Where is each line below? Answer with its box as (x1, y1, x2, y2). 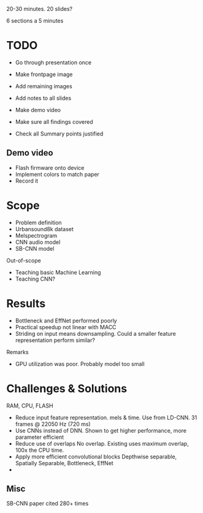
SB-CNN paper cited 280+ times (6, 500, 89, 507)
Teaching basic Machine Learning (15, 268, 101, 276)
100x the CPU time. (15, 446, 64, 454)
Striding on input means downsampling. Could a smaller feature (15, 330, 176, 337)
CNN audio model (15, 238, 61, 246)
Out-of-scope (6, 257, 41, 264)
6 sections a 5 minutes (6, 17, 64, 24)
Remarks (6, 348, 29, 355)
